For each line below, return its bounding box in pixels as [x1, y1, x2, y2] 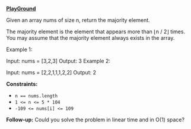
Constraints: [6, 80, 38, 87]
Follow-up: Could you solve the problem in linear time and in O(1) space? [6, 116, 185, 123]
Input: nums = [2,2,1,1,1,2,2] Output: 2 [6, 69, 97, 76]
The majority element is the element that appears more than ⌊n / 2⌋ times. [6, 28, 186, 35]
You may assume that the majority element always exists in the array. [6, 34, 175, 41]
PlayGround [6, 5, 36, 12]
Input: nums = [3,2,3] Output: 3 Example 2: [6, 58, 111, 64]
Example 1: [6, 46, 33, 53]
